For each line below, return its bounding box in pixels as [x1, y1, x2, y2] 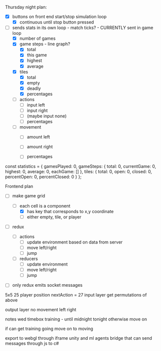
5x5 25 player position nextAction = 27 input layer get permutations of [5, 292, 147, 298]
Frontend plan [5, 184, 33, 189]
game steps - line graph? [19, 41, 70, 47]
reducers [19, 256, 38, 262]
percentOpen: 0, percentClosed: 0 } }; [5, 174, 82, 180]
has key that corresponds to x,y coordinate [27, 208, 114, 214]
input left [27, 102, 45, 108]
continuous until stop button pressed [19, 19, 94, 25]
